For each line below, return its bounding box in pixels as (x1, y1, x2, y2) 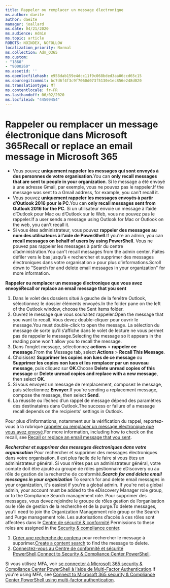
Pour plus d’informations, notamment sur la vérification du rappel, (5, 418, 143, 424)
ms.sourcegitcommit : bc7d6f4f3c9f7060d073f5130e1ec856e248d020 (5, 78, 142, 83)
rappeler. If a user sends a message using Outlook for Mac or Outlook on (12, 216, 164, 223)
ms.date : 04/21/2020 (5, 26, 49, 31)
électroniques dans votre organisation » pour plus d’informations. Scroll (12, 260, 161, 266)
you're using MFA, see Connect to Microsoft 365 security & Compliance (5, 571, 155, 578)
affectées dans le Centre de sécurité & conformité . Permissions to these (5, 520, 155, 526)
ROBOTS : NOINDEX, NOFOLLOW (5, 41, 62, 46)
